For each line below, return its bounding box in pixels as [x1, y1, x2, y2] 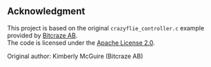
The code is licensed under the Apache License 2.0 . [7, 38, 155, 47]
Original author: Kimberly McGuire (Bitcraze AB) [7, 52, 143, 60]
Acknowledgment [7, 6, 86, 17]
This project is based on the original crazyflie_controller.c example [7, 23, 205, 32]
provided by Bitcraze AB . [7, 31, 78, 39]
